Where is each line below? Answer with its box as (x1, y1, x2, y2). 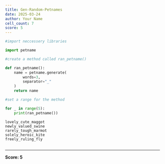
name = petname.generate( (14, 70, 67, 75)
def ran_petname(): (5, 65, 45, 70)
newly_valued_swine (5, 124, 45, 129)
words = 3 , (23, 75, 41, 80)
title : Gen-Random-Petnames (5, 7, 63, 12)
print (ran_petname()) (14, 110, 58, 115)
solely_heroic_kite (5, 132, 45, 137)
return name (14, 88, 38, 93)
